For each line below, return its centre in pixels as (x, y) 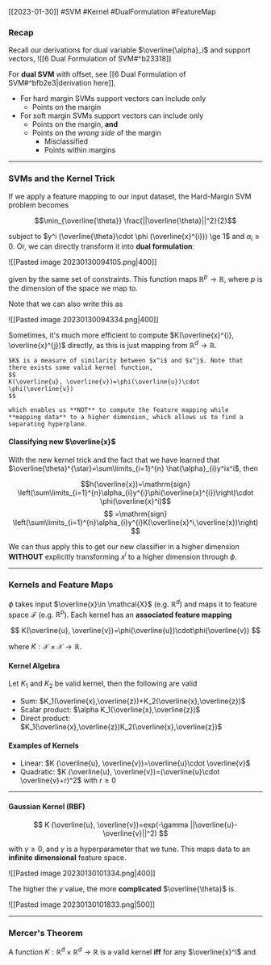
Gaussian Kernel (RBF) (47, 806)
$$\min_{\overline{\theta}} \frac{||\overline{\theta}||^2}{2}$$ (135, 220)
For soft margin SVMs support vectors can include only (112, 115)
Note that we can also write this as (66, 304)
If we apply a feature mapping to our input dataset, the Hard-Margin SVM (130, 196)
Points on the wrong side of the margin (96, 133)
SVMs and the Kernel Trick (62, 178)
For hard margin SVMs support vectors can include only (113, 99)
